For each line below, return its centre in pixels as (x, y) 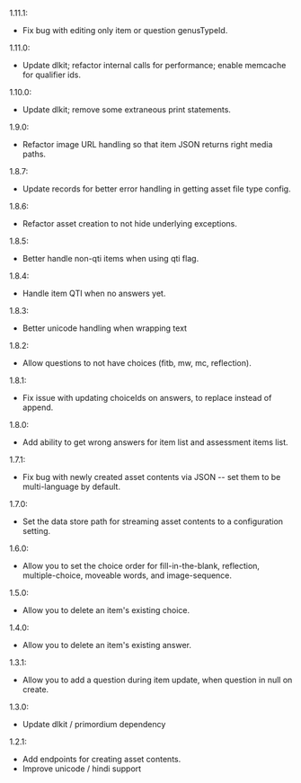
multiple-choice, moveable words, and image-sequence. (127, 575)
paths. (34, 154)
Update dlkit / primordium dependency (94, 724)
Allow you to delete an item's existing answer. (106, 645)
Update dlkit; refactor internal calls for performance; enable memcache (154, 65)
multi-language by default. (71, 486)
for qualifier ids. (51, 75)
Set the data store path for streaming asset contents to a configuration (153, 521)
